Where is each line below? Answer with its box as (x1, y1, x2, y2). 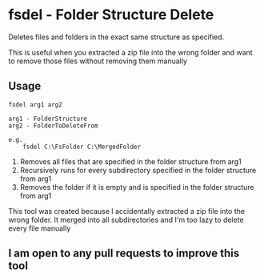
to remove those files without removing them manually (8, 56, 188, 66)
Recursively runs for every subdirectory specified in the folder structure (19, 165, 257, 175)
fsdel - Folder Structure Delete (8, 6, 214, 24)
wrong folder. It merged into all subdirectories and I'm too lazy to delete (8, 215, 244, 224)
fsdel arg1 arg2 (8, 100, 62, 109)
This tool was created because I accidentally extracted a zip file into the (8, 206, 246, 216)
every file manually (8, 223, 71, 233)
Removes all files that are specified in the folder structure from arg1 (19, 156, 242, 166)
